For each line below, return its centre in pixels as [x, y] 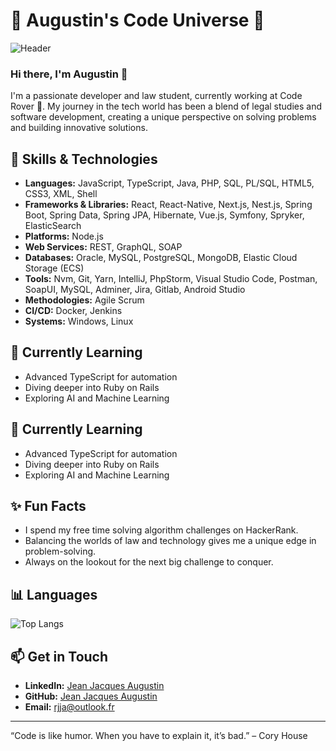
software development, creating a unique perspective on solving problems [163, 117]
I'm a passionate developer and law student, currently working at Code [156, 96]
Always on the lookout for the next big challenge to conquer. [149, 562]
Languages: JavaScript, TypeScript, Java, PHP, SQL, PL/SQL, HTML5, [169, 183]
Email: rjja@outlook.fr [69, 707]
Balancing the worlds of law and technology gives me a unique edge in [170, 541]
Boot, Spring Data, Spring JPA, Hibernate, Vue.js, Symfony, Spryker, [164, 215]
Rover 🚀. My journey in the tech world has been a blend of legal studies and [166, 106]
